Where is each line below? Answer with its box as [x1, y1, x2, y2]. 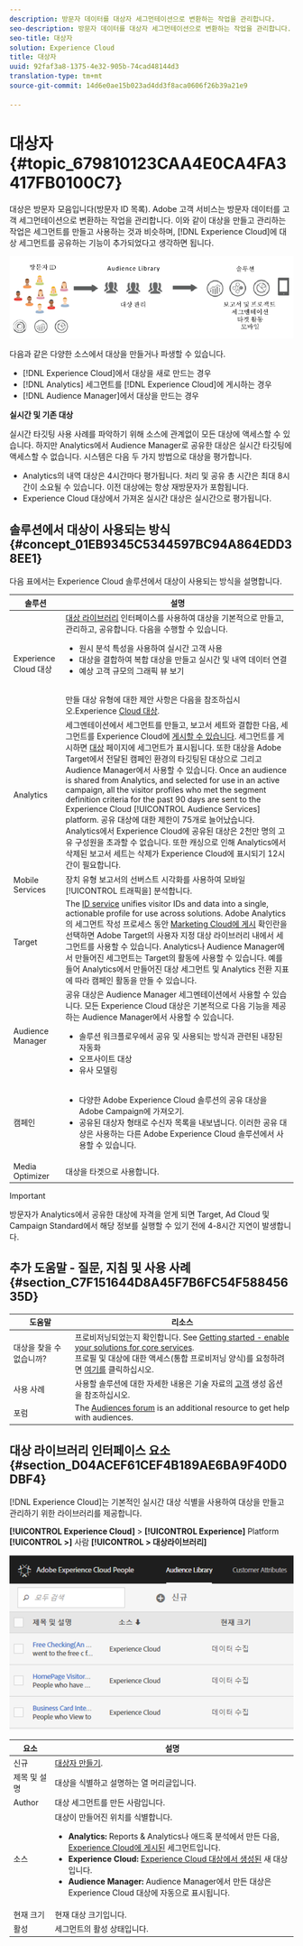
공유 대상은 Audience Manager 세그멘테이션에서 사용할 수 [65, 989, 271, 1001]
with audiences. [75, 1412, 133, 1423]
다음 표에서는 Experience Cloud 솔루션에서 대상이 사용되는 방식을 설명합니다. [9, 576, 282, 586]
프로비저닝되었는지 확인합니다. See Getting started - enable [75, 1332, 290, 1342]
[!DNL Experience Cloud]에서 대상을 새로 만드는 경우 [22, 368, 212, 379]
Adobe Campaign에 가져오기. [78, 1106, 185, 1117]
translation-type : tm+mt [9, 72, 103, 81]
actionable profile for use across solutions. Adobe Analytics [65, 908, 287, 918]
